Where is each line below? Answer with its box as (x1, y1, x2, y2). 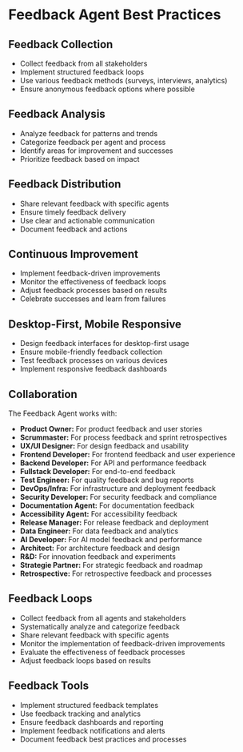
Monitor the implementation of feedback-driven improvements (19, 638, 225, 648)
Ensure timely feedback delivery (19, 207, 126, 217)
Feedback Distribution (8, 178, 121, 191)
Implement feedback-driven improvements (19, 268, 161, 278)
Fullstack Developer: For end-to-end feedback (19, 467, 176, 477)
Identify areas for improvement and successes (19, 146, 173, 155)
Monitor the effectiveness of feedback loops (19, 277, 166, 287)
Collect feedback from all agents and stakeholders (19, 613, 186, 622)
